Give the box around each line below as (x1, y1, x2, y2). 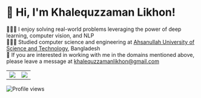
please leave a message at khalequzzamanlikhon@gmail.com (6, 57, 159, 65)
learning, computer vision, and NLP (6, 31, 94, 39)
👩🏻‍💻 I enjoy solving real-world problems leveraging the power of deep (6, 25, 182, 33)
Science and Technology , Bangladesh (6, 45, 100, 52)
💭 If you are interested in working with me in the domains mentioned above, (6, 51, 195, 58)
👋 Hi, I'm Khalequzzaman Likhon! (6, 5, 176, 19)
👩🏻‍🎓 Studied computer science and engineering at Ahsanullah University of (6, 38, 195, 45)
